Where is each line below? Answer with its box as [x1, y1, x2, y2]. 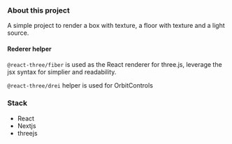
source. [7, 29, 29, 37]
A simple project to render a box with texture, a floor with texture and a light [7, 22, 225, 30]
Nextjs [17, 121, 36, 130]
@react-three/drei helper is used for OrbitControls [7, 81, 154, 89]
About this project [7, 6, 70, 15]
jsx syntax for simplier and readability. [7, 67, 117, 76]
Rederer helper [7, 45, 52, 53]
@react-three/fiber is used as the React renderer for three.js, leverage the [7, 60, 222, 68]
